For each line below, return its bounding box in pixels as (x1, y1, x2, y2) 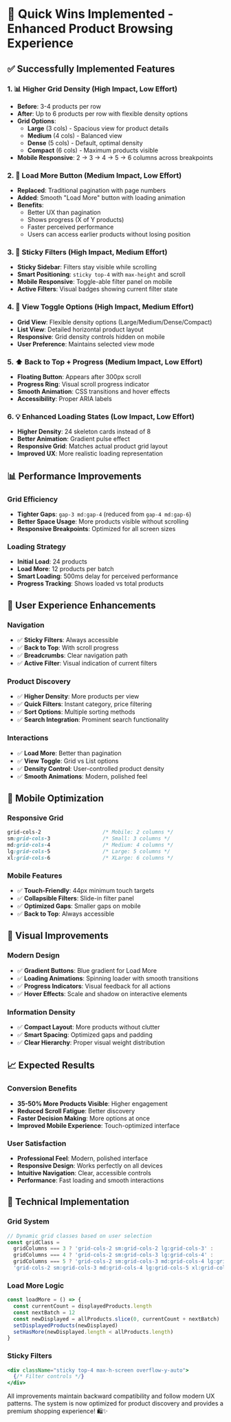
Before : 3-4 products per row (16, 102, 102, 110)
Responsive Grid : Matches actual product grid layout (16, 442, 168, 451)
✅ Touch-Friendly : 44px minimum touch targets (16, 886, 155, 894)
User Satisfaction (7, 1138, 67, 1148)
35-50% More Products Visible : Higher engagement (16, 1099, 168, 1108)
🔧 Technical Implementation (7, 1196, 129, 1208)
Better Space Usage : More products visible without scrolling (16, 517, 189, 526)
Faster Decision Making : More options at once (16, 1114, 150, 1122)
